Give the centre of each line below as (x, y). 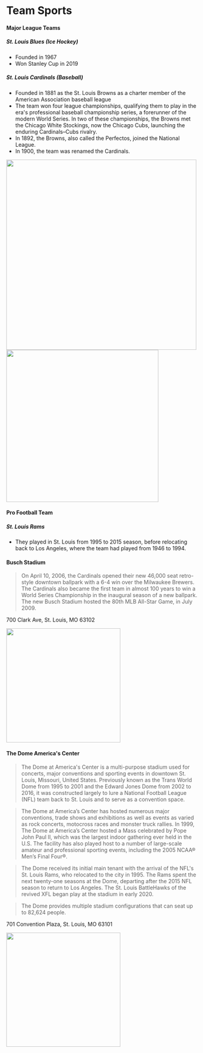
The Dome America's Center (43, 754)
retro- (186, 576)
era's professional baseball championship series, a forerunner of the (101, 112)
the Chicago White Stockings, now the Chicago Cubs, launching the (100, 125)
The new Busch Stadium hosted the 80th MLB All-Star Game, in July (107, 602)
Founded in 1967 (36, 57)
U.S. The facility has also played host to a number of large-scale (101, 843)
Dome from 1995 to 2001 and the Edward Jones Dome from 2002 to (106, 786)
